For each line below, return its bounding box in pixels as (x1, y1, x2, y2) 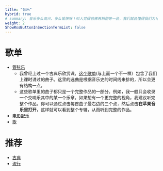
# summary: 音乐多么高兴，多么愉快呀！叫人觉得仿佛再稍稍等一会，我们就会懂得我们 (5, 16, 152, 21)
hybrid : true (5, 12, 32, 16)
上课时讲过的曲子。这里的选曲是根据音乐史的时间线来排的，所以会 (19, 77, 151, 82)
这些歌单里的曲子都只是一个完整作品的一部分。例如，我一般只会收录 (19, 89, 156, 94)
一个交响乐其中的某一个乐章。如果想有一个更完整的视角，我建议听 (19, 95, 151, 101)
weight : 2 (5, 20, 25, 26)
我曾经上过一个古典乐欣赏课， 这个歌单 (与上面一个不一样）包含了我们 (19, 71, 157, 77)
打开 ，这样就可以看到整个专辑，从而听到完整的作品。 (28, 107, 134, 113)
